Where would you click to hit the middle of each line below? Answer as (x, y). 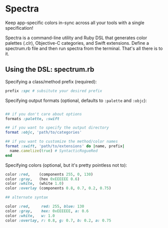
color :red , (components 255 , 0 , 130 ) (49, 174)
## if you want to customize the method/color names (62, 142)
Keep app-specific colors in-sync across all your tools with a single (75, 23)
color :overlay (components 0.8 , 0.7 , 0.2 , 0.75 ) (58, 188)
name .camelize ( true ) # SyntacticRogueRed (54, 151)
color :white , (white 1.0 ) (35, 184)
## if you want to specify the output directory (57, 128)
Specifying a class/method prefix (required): (51, 81)
